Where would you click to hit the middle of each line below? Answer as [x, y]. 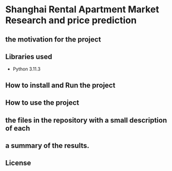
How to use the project [42, 103]
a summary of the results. [47, 146]
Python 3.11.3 [27, 69]
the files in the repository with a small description [86, 120]
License [18, 163]
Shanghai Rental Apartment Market [82, 9]
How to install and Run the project [60, 85]
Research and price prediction [71, 20]
